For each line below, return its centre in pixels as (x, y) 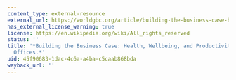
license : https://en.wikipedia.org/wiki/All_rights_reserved (99, 33)
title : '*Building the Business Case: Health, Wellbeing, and (100, 46)
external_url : (28, 20)
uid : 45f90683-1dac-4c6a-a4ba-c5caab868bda (72, 59)
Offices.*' (29, 53)
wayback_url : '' (31, 65)
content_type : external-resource (56, 14)
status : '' (23, 40)
